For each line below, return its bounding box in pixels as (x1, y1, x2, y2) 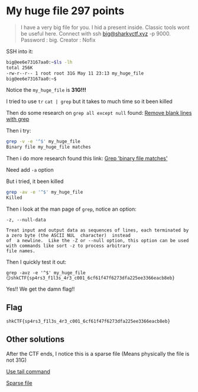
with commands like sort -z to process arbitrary (6, 243, 131, 249)
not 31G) (6, 356, 27, 364)
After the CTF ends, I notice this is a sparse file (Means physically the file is (6, 350, 190, 357)
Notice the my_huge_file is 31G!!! (6, 86, 87, 94)
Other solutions (6, 335, 65, 345)
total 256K (6, 65, 33, 70)
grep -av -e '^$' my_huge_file (6, 189, 83, 195)
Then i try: (6, 127, 31, 134)
